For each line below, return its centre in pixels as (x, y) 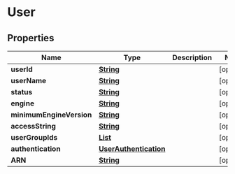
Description (192, 58)
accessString (33, 126)
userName (29, 81)
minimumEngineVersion (51, 115)
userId (22, 69)
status (22, 92)
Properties (31, 38)
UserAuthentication (132, 149)
